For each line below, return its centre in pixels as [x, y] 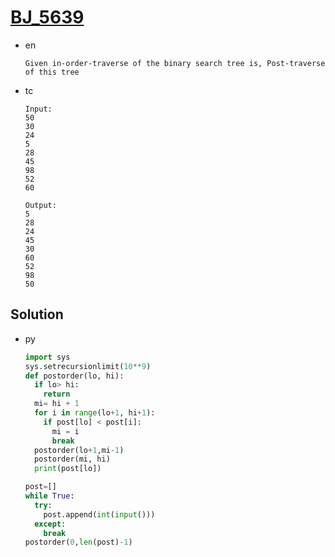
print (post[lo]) [68, 469]
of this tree [52, 72]
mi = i [65, 431]
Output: [40, 205]
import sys [47, 357]
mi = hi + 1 [57, 404]
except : [50, 524]
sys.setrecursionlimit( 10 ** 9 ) [88, 366]
